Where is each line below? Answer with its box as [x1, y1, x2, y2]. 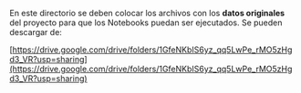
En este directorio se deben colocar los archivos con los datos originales [9, 8, 285, 18]
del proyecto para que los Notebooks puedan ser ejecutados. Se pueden [9, 17, 283, 28]
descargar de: [9, 27, 62, 37]
